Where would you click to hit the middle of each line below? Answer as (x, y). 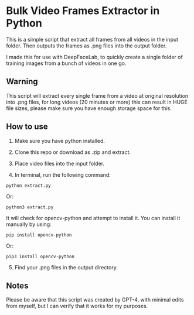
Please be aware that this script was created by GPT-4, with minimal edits (95, 300)
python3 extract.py (30, 207)
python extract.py (28, 186)
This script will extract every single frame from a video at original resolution (97, 95)
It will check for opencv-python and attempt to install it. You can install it (93, 218)
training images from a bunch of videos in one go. (66, 63)
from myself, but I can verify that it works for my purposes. (77, 306)
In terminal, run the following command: (63, 174)
